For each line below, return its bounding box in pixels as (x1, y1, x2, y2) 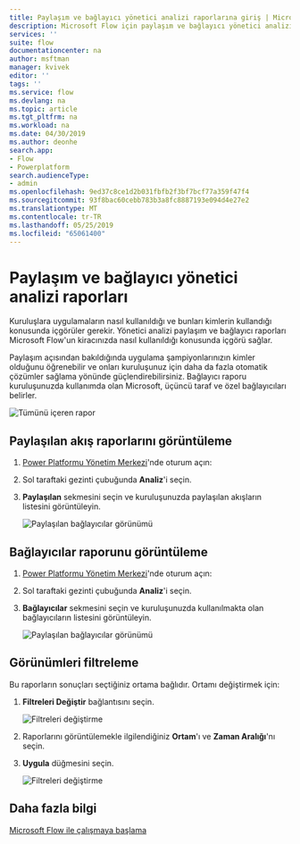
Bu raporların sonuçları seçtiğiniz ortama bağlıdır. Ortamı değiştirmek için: (9, 679, 280, 689)
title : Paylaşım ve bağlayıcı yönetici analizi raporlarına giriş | (9, 13, 270, 22)
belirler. (9, 390, 37, 401)
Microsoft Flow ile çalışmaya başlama (9, 824, 147, 835)
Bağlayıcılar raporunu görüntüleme (9, 544, 208, 559)
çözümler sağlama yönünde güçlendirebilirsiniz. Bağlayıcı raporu (9, 372, 247, 382)
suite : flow (9, 38, 54, 47)
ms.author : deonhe (9, 138, 78, 146)
